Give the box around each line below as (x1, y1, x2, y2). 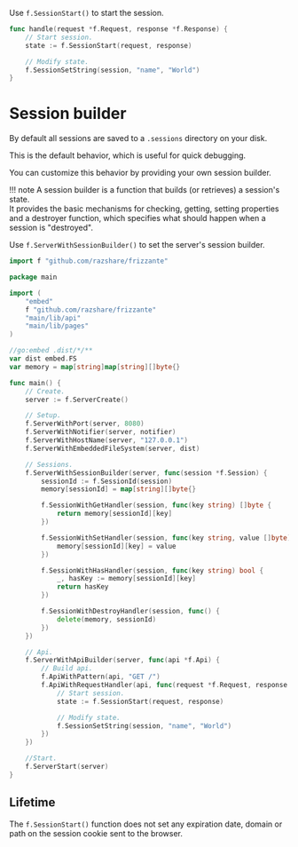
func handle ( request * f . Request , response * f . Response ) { (9, 25, 228, 34)
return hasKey (56, 582, 109, 591)
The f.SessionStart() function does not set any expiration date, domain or (9, 819, 283, 829)
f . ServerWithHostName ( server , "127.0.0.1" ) (25, 436, 189, 445)
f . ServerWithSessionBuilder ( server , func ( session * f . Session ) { (25, 468, 268, 478)
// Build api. (41, 664, 93, 673)
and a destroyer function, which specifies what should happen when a (9, 213, 266, 224)
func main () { (9, 378, 62, 387)
